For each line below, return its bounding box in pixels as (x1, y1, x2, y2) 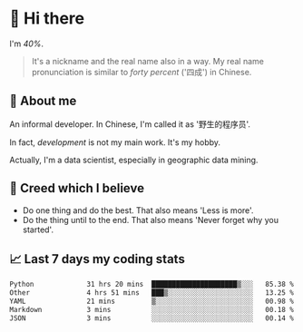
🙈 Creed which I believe (9, 181, 145, 196)
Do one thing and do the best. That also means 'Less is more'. (22, 204, 254, 216)
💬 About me (9, 93, 77, 109)
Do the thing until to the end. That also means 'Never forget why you (22, 214, 279, 225)
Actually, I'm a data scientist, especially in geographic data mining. (9, 154, 259, 165)
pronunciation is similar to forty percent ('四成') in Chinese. (31, 66, 252, 77)
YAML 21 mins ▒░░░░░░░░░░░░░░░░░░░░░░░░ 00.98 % (9, 297, 295, 307)
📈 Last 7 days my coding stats (9, 251, 186, 267)
